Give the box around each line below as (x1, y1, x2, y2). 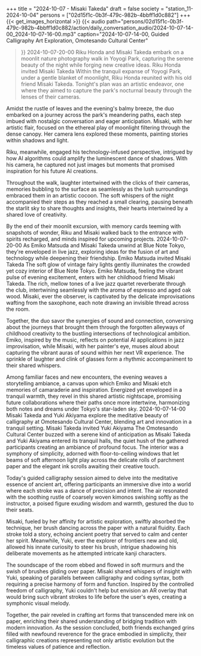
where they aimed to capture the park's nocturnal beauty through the (20, 87, 192, 94)
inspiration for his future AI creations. (6, 167, 98, 175)
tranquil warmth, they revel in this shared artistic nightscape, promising (6, 393, 181, 400)
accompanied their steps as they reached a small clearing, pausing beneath (6, 198, 193, 205)
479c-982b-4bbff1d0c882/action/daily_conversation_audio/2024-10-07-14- (6, 24, 194, 31)
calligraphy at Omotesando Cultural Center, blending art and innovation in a (6, 418, 192, 425)
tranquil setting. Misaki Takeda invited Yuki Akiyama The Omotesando (6, 424, 178, 432)
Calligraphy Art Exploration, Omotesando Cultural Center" (6, 37, 148, 44)
